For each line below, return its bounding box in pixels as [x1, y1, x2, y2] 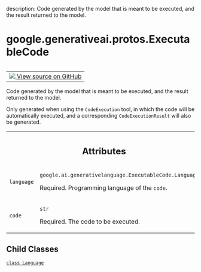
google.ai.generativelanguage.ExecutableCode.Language [39, 172, 199, 179]
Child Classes [6, 244, 59, 254]
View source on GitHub [17, 72, 82, 80]
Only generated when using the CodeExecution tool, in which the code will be [6, 105, 195, 113]
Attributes [81, 145, 127, 157]
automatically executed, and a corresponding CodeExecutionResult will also [6, 112, 191, 119]
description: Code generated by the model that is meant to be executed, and [6, 5, 194, 12]
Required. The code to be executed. [39, 217, 141, 226]
